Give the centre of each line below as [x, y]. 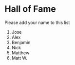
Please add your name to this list [37, 22]
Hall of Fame [30, 9]
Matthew [20, 53]
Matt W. [19, 58]
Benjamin [21, 42]
